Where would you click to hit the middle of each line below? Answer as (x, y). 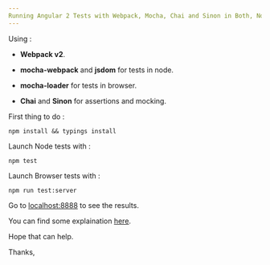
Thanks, (22, 252)
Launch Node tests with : (49, 146)
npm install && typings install (62, 131)
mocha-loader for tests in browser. (78, 85)
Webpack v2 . (43, 54)
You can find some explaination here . (70, 221)
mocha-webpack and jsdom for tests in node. (97, 70)
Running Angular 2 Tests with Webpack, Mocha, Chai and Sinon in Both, (131, 16)
